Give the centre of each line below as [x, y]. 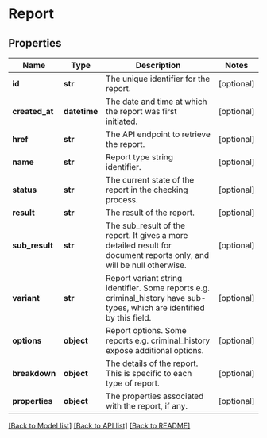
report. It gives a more [147, 235]
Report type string [139, 157]
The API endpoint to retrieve [158, 134]
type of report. [133, 383]
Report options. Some [146, 330]
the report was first [141, 111]
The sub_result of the [145, 225]
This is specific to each [149, 373]
